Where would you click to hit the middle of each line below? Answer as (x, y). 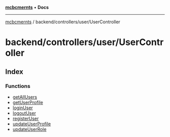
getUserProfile (28, 102)
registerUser (26, 118)
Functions (18, 86)
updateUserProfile (32, 124)
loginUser (23, 108)
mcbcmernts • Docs (27, 7)
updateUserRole (29, 129)
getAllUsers (25, 97)
